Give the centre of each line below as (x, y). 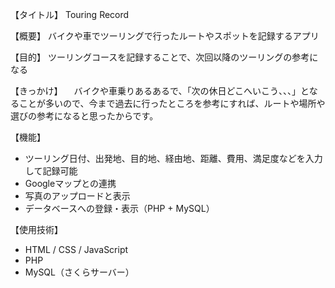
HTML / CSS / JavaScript (76, 249)
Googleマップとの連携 (70, 183)
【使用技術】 (36, 229)
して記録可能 (51, 171)
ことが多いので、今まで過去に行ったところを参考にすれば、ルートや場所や (172, 103)
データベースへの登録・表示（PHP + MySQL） (119, 208)
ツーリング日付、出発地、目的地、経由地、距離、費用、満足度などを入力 (173, 158)
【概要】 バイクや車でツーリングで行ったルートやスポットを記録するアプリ (165, 36)
